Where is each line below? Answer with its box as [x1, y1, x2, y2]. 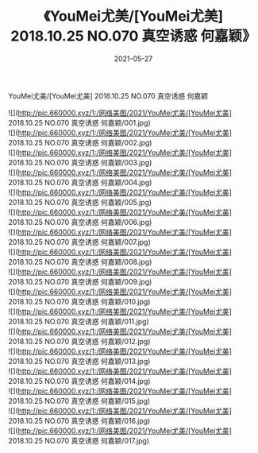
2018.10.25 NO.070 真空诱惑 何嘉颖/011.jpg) [8, 316, 149, 326]
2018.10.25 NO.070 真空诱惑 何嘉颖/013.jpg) [8, 356, 151, 366]
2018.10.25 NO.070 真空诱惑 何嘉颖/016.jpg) [8, 416, 151, 425]
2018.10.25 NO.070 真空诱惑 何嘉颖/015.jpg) [8, 396, 151, 405]
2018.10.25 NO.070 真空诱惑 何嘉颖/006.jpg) [8, 217, 152, 226]
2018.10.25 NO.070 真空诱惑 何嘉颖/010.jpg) [8, 296, 151, 306]
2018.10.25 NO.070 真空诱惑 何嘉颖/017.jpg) [8, 436, 149, 445]
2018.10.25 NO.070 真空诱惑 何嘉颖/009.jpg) [8, 277, 152, 286]
